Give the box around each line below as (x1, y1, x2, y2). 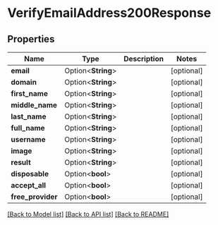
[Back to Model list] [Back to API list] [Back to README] (7, 210, 169, 218)
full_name (11, 123, 45, 133)
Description (123, 54, 164, 63)
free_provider (11, 192, 58, 202)
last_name (11, 111, 47, 121)
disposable (11, 169, 49, 178)
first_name (11, 89, 48, 98)
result (11, 157, 32, 167)
